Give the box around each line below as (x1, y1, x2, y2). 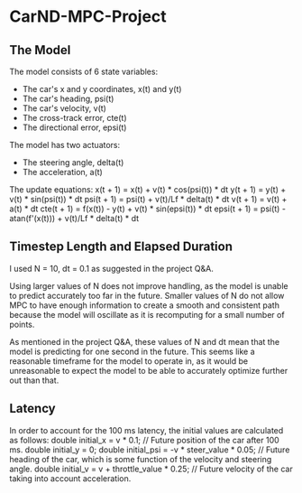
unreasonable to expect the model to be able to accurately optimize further (9, 365, 288, 376)
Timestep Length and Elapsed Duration (9, 239, 233, 255)
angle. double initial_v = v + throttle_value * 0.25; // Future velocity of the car (9, 463, 293, 474)
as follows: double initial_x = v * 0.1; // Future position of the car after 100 (9, 434, 279, 445)
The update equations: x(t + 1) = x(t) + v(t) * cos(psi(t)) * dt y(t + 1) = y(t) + (9, 184, 287, 195)
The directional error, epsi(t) (22, 122, 127, 133)
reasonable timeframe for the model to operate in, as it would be (9, 355, 249, 367)
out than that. (9, 375, 59, 386)
